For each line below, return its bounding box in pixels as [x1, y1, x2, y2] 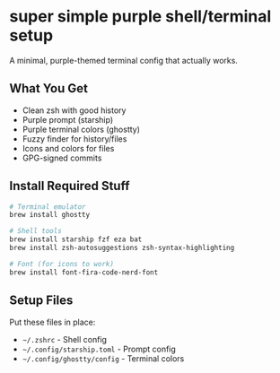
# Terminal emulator [9, 202, 87, 212]
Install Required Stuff [9, 178, 130, 194]
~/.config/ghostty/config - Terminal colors [22, 352, 185, 364]
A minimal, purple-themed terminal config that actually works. [9, 55, 238, 65]
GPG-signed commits [22, 152, 102, 163]
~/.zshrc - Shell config [22, 334, 108, 344]
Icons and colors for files [22, 143, 115, 153]
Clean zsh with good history [22, 105, 127, 116]
